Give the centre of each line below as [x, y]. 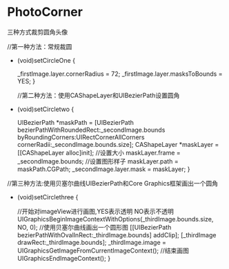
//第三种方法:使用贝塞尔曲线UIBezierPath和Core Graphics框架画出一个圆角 [113, 183]
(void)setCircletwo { [46, 109]
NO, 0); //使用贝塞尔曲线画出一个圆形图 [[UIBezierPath [94, 227]
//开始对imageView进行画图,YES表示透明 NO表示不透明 [95, 211]
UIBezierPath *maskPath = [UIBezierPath [76, 122]
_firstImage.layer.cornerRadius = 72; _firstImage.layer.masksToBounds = [120, 74]
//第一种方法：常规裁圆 [40, 46]
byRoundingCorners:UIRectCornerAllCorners [81, 137]
